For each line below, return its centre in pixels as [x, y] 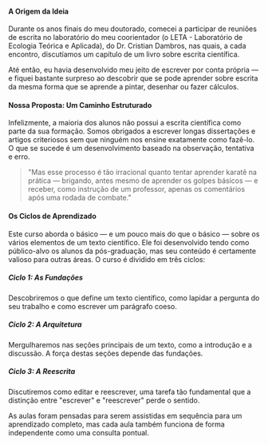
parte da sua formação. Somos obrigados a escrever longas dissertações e [132, 131]
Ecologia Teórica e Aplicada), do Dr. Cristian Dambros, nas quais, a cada [127, 46]
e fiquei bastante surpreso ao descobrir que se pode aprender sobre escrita [133, 78]
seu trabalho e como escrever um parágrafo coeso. [93, 306]
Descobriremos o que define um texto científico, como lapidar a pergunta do [134, 298]
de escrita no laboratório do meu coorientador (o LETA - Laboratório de [126, 38]
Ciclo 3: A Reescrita [42, 371]
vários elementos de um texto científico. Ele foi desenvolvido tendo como [129, 242]
